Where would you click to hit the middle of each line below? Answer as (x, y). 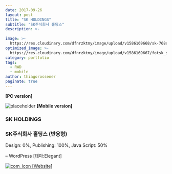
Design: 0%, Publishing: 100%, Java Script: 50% (56, 145)
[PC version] (19, 96)
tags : (11, 62)
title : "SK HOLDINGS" (28, 19)
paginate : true (21, 81)
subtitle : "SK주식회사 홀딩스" (35, 24)
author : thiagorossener (31, 77)
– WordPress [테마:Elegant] (34, 156)
